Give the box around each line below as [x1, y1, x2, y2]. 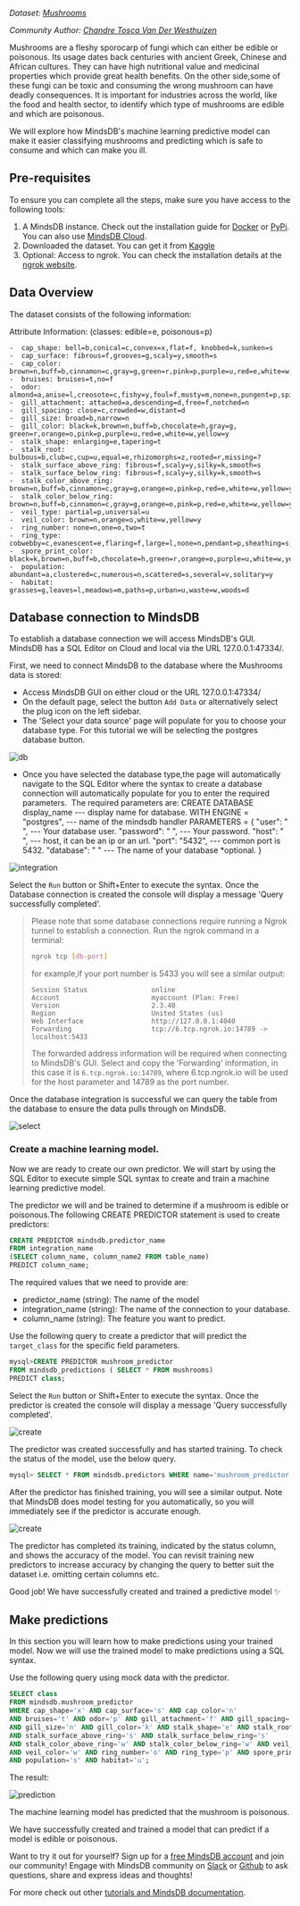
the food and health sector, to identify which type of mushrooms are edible [9, 99, 285, 110]
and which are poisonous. [9, 109, 104, 119]
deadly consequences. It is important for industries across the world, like [9, 89, 278, 100]
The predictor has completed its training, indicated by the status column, [9, 1540, 277, 1551]
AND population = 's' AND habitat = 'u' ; [9, 1756, 150, 1765]
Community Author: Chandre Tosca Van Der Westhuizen [9, 25, 217, 35]
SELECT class [9, 1690, 58, 1699]
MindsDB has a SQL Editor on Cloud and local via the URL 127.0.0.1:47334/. [9, 643, 285, 654]
